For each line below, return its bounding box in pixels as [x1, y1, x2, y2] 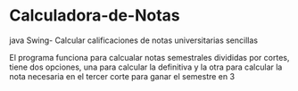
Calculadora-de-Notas [9, 5, 180, 26]
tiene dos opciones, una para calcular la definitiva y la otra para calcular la [9, 62, 283, 72]
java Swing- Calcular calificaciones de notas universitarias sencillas [9, 35, 259, 45]
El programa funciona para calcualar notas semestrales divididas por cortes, [9, 52, 290, 62]
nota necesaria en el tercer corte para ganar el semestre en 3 [9, 70, 235, 81]
